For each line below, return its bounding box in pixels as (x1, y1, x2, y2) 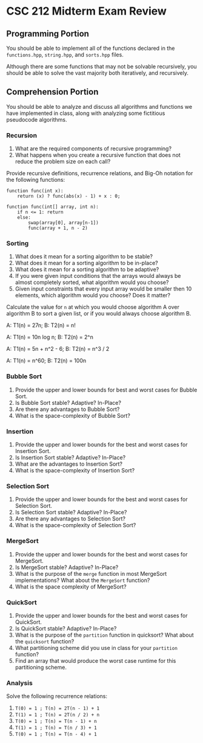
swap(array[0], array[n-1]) (28, 220, 99, 226)
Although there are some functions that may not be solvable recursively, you (6, 63, 197, 70)
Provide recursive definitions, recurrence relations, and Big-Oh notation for (6, 170, 193, 177)
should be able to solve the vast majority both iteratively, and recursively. (6, 69, 189, 77)
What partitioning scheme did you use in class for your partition (15, 644, 178, 651)
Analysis (6, 679, 33, 687)
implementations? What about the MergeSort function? (15, 576, 150, 584)
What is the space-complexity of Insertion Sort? (15, 467, 135, 474)
